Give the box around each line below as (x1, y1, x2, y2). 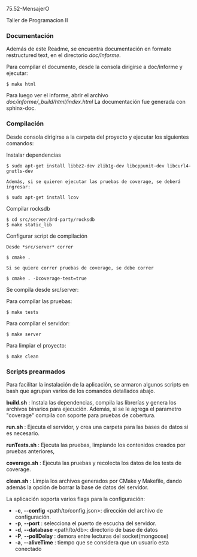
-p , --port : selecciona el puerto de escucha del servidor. (14, 519, 157, 527)
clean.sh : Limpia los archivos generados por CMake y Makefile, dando (6, 477, 183, 484)
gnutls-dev (6, 168, 34, 174)
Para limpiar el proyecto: (6, 342, 66, 349)
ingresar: (6, 184, 31, 190)
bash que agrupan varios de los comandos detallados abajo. (6, 387, 156, 394)
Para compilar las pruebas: (6, 297, 72, 305)
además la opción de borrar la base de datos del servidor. (6, 483, 148, 491)
